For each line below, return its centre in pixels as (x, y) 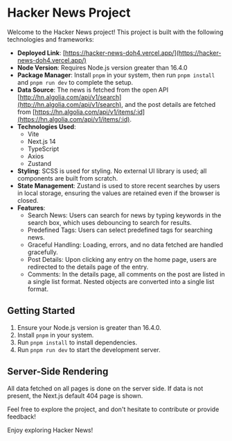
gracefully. (43, 252)
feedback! (21, 416)
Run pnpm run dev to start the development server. (89, 349)
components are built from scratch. (68, 178)
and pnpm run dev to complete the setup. (75, 82)
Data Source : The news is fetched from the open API (92, 90)
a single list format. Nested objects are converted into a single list (121, 281)
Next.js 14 (42, 141)
